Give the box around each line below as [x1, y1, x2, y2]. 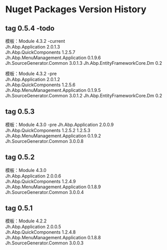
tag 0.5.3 [5, 107, 35, 116]
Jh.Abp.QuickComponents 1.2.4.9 [5, 178, 76, 184]
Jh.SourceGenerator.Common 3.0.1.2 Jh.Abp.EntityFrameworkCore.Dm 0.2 [5, 93, 162, 98]
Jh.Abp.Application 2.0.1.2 [5, 77, 60, 82]
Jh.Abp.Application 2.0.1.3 [5, 44, 60, 49]
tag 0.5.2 [5, 153, 35, 162]
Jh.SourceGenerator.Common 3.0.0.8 [5, 138, 84, 144]
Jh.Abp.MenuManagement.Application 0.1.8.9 [5, 184, 101, 190]
